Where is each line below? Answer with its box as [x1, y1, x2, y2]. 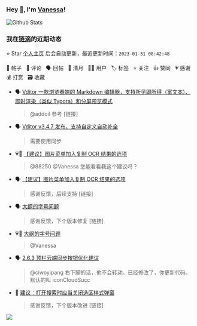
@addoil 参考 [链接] [29, 110, 78, 117]
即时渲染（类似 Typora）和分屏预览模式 [14, 97, 113, 104]
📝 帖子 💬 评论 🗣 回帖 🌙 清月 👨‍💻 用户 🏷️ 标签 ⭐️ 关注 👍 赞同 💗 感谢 [6, 64, 191, 71]
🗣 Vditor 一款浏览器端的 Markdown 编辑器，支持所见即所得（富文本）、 [14, 88, 191, 95]
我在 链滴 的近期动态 [6, 35, 62, 44]
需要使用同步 [29, 137, 62, 144]
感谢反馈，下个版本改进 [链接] [29, 302, 104, 309]
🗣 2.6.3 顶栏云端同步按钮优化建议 [14, 254, 99, 262]
